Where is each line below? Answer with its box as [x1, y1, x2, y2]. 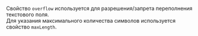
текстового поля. [6, 11, 49, 18]
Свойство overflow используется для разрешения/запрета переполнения [6, 5, 193, 12]
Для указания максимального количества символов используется [6, 17, 176, 24]
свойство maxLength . [6, 23, 58, 30]
